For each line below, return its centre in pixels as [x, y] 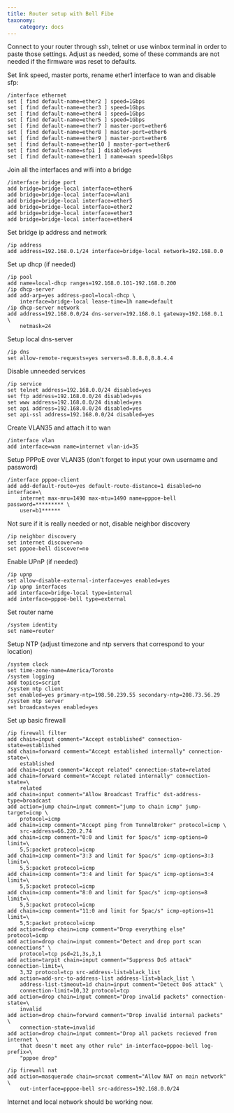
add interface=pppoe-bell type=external [67, 599]
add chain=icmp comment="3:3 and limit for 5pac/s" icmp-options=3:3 [111, 856]
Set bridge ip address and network [57, 233]
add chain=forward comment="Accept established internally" [97, 752]
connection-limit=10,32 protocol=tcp [75, 991]
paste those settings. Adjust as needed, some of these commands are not [114, 54]
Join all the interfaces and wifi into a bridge [70, 170]
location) [20, 652]
